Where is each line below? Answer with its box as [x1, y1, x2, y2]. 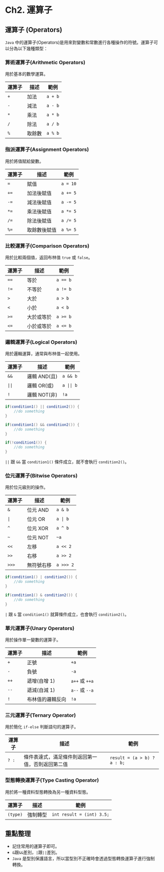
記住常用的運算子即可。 [12, 844, 60, 849]
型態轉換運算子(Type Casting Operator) [5, 777, 99, 784]
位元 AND [27, 507, 49, 514]
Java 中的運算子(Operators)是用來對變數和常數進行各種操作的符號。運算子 [5, 40, 154, 45]
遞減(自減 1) [27, 687, 55, 694]
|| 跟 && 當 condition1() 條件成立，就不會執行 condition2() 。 [5, 459, 129, 465]
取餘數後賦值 [27, 226, 57, 233]
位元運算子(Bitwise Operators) [5, 472, 78, 479]
